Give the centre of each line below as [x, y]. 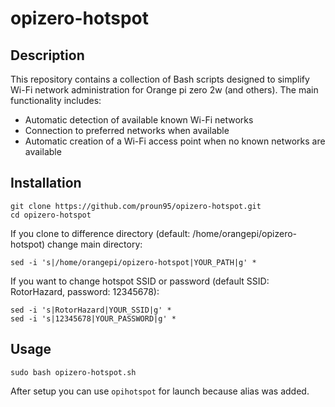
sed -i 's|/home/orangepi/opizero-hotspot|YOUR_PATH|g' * [133, 262]
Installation [46, 183]
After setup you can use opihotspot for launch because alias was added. [160, 391]
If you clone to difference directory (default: [100, 233]
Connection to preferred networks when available [127, 130]
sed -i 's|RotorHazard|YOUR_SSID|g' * [91, 310]
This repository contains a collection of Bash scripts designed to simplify [160, 79]
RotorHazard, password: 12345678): [85, 291]
